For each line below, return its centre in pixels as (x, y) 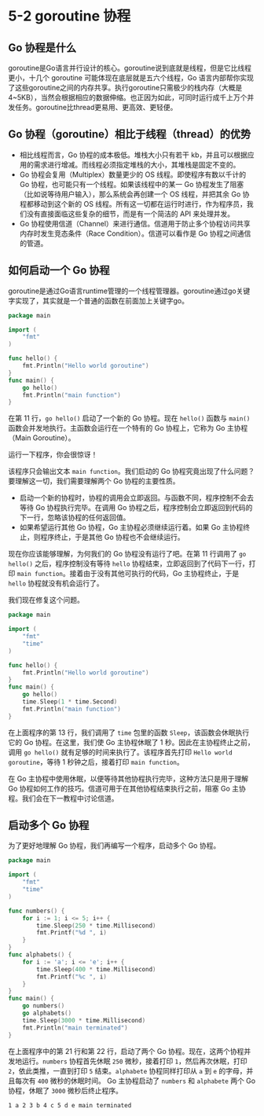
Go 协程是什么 (42, 48)
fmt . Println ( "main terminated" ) (75, 1028)
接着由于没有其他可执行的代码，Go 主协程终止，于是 (154, 574)
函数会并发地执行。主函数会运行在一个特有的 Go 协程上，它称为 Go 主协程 (128, 428)
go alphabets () (47, 1013)
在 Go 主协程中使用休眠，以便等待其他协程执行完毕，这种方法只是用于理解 (128, 778)
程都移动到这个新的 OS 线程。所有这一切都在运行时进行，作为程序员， (133, 204)
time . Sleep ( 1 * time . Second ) (70, 702)
